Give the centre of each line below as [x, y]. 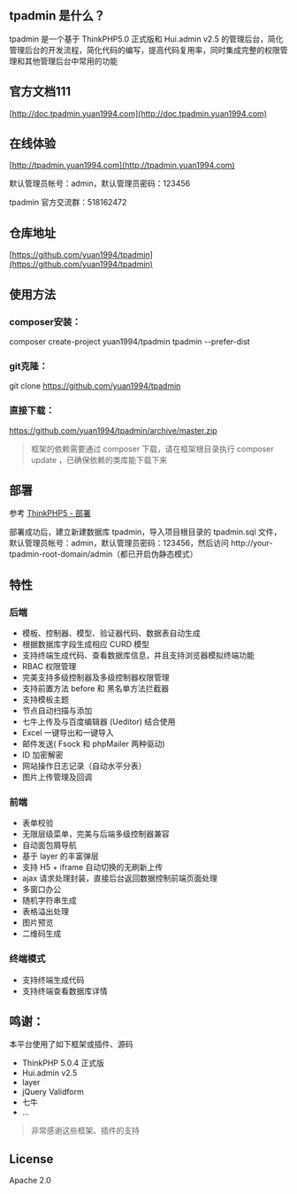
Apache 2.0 [30, 1181]
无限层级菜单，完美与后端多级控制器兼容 [95, 834]
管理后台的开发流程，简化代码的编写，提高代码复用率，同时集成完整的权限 [145, 50]
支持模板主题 [45, 700]
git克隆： [29, 366]
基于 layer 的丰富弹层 [60, 856]
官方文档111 [40, 92]
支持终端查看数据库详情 [65, 990]
